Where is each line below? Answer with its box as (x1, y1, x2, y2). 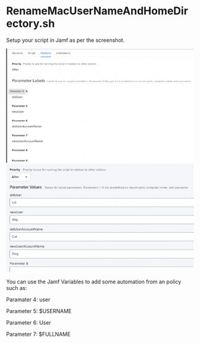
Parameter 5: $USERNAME (6, 307, 72, 314)
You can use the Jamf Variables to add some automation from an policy (6, 278, 182, 285)
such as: (6, 284, 27, 291)
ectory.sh (6, 17, 55, 30)
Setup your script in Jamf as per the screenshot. (6, 36, 125, 43)
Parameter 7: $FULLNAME (6, 330, 71, 338)
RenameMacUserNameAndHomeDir (6, 4, 189, 18)
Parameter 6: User (6, 319, 52, 326)
